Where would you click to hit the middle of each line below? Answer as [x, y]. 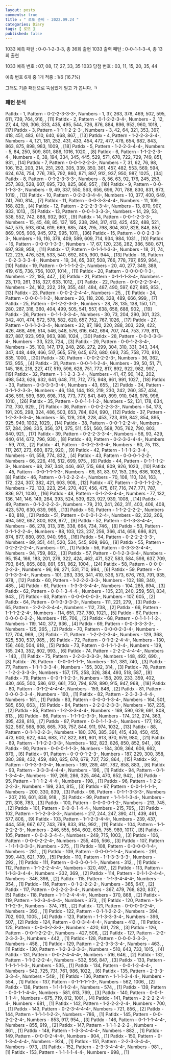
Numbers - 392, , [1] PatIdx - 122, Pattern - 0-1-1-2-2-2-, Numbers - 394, [82, 911]
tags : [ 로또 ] [20, 29]
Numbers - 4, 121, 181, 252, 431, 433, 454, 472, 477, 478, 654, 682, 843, [81, 141]
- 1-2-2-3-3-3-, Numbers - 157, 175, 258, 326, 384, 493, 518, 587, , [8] [79, 672]
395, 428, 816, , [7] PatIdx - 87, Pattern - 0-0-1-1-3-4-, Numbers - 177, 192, [84, 721]
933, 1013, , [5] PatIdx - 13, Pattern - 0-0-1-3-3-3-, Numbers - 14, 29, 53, [82, 211]
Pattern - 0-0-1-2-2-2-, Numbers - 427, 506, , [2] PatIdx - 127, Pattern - [80, 933]
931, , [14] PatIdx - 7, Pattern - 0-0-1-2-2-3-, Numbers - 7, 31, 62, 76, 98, [81, 163]
